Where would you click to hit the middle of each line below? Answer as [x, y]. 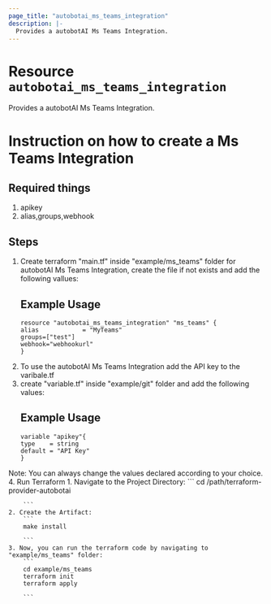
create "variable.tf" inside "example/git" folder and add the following [135, 384]
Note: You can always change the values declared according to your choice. [136, 473]
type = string [49, 444]
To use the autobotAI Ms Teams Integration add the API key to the [130, 366]
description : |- [36, 24]
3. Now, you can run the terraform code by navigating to [108, 548]
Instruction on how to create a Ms [124, 141]
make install [45, 526]
